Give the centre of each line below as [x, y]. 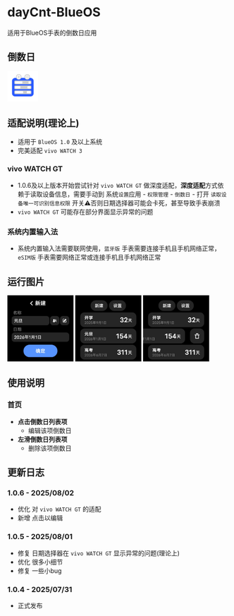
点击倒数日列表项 [42, 421]
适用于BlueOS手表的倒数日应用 [52, 32]
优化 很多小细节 [40, 562]
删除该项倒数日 [50, 448]
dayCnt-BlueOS [54, 12]
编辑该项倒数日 [50, 430]
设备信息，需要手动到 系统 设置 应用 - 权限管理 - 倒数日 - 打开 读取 [132, 194]
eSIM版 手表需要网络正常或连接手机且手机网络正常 [89, 258]
